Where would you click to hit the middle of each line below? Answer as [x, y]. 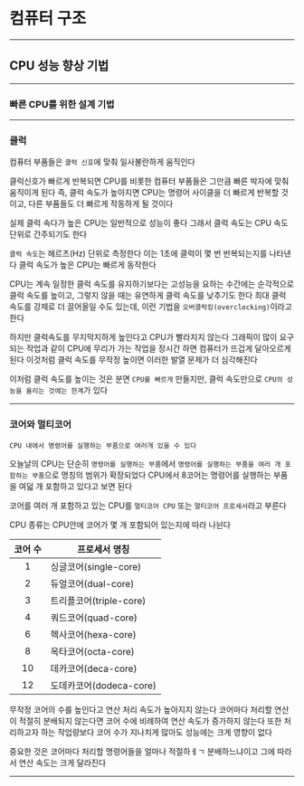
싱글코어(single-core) [96, 566]
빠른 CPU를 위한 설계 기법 [62, 104]
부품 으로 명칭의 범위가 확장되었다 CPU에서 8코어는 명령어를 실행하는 [151, 475]
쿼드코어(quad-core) [94, 618]
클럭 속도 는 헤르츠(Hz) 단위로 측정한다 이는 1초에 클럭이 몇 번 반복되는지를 [138, 253]
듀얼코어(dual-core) [92, 583]
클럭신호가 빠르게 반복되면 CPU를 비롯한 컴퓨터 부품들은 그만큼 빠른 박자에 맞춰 [149, 181]
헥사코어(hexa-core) [94, 634]
